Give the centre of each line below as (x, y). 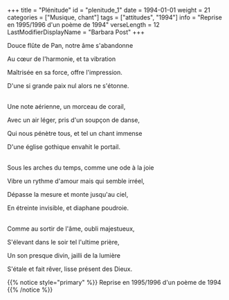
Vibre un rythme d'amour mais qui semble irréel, (76, 181)
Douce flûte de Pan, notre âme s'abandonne (70, 45)
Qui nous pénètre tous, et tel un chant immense (75, 133)
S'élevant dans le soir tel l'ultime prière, (63, 242)
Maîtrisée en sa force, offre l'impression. (65, 72)
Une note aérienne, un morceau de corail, (66, 106)
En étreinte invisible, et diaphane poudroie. (68, 208)
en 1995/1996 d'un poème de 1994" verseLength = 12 (84, 25)
